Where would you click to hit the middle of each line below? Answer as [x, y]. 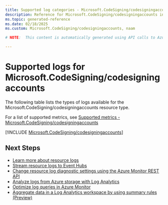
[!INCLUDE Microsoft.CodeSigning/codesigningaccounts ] [64, 132]
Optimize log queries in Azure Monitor [51, 187]
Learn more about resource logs [45, 160]
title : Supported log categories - [42, 10]
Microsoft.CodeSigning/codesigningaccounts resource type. [67, 107]
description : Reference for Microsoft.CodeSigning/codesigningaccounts [81, 15]
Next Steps [23, 148]
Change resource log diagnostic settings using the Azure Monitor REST [86, 171]
